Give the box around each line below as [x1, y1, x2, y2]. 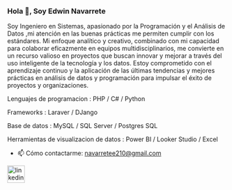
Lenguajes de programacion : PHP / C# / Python [7, 95, 146, 103]
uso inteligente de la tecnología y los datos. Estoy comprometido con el [7, 59, 212, 68]
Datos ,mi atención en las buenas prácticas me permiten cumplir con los [7, 29, 215, 38]
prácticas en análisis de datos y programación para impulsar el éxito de [7, 74, 212, 82]
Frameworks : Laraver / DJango [7, 108, 98, 117]
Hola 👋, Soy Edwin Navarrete [7, 6, 106, 16]
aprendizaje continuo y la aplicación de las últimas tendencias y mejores [7, 66, 215, 75]
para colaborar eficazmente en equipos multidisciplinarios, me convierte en [7, 45, 224, 53]
